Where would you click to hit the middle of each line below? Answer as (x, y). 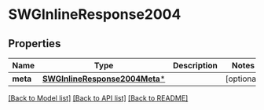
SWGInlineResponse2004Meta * (104, 79)
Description (195, 66)
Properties (35, 44)
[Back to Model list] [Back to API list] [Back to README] (98, 98)
